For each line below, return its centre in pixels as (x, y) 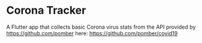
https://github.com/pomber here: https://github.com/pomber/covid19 (92, 33)
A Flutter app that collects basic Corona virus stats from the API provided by (101, 27)
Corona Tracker (46, 10)
